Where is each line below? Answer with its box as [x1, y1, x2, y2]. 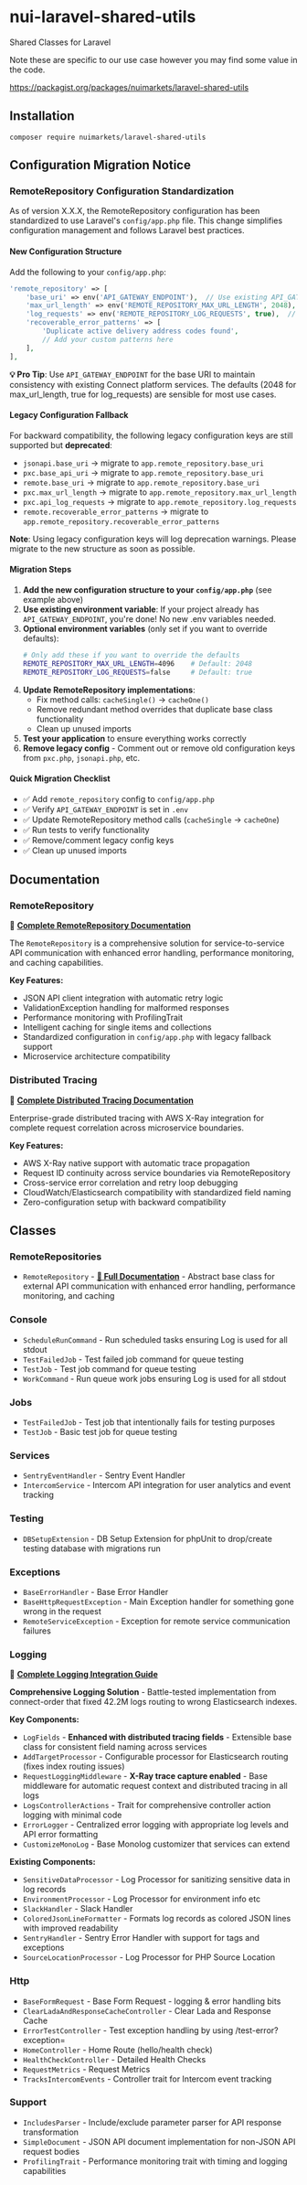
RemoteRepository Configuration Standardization [9, 185, 235, 198]
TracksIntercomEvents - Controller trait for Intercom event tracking [22, 2073, 272, 2084]
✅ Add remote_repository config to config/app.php [22, 793, 215, 804]
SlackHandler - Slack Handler [22, 1903, 133, 1914]
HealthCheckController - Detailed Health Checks [22, 2053, 206, 2064]
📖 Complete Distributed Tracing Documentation [9, 1095, 195, 1106]
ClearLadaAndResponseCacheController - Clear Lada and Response [22, 2005, 271, 2016]
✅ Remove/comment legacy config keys [22, 834, 175, 845]
